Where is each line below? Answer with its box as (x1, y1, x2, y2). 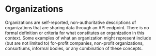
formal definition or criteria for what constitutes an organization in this (5, 30, 144, 36)
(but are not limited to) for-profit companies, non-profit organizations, (5, 40, 144, 46)
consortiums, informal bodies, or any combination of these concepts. (5, 45, 143, 51)
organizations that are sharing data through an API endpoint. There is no (5, 24, 149, 30)
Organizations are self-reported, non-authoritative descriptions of (5, 19, 137, 25)
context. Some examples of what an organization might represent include (5, 35, 152, 41)
